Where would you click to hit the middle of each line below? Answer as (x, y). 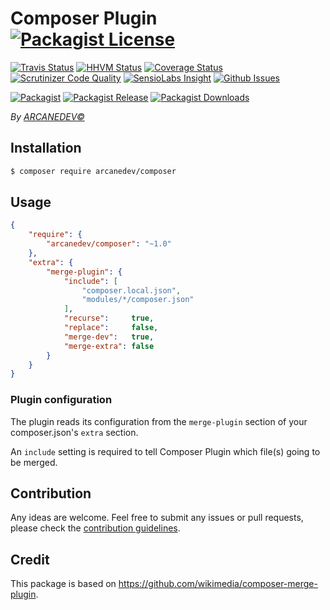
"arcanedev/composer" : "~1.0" (109, 244)
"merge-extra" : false (109, 346)
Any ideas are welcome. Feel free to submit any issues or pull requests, (157, 518)
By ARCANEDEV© (47, 116)
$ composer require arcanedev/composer (93, 171)
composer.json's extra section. (74, 432)
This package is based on (63, 584)
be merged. (34, 462)
